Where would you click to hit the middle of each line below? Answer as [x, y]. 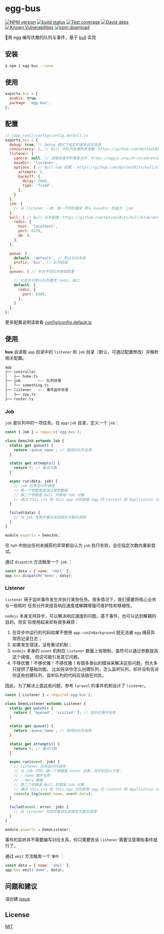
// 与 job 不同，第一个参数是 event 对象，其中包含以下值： [68, 771]
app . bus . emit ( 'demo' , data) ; [35, 870]
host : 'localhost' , [38, 226]
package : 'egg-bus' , [30, 103]
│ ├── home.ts [21, 376]
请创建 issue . [18, 899]
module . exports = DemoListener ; [38, 829]
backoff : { [29, 177]
